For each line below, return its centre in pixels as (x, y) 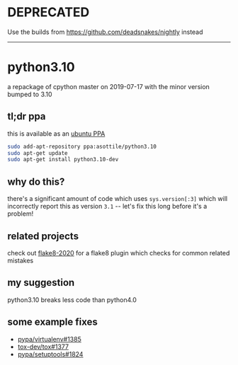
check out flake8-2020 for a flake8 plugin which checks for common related (119, 253)
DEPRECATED (49, 12)
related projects (43, 236)
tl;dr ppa (27, 116)
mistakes (21, 260)
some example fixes (52, 322)
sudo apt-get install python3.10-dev (63, 160)
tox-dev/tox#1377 (43, 347)
